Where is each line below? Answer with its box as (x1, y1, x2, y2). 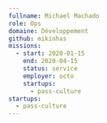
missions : (8, 42, 42, 50)
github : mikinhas (8, 34, 67, 43)
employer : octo (23, 72, 75, 80)
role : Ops (8, 19, 42, 28)
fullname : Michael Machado (8, 11, 100, 20)
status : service (23, 65, 79, 73)
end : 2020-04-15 (23, 57, 79, 66)
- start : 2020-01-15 (15, 49, 85, 57)
